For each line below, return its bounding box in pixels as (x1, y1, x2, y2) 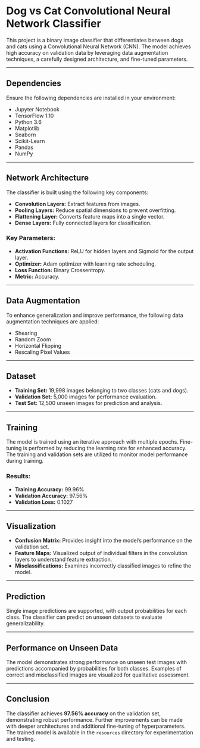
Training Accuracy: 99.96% (14, 485, 85, 493)
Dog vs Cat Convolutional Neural (6, 4, 171, 18)
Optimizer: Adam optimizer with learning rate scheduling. (14, 260, 157, 267)
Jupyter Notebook (14, 105, 60, 113)
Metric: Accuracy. (14, 273, 60, 280)
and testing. (6, 735, 36, 742)
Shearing (14, 329, 37, 336)
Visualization (6, 521, 57, 531)
